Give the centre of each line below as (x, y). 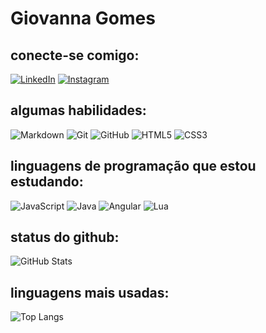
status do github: (65, 237)
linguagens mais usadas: (90, 292)
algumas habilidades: (78, 110)
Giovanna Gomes (83, 18)
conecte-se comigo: (75, 55)
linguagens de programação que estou (133, 166)
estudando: (47, 182)
